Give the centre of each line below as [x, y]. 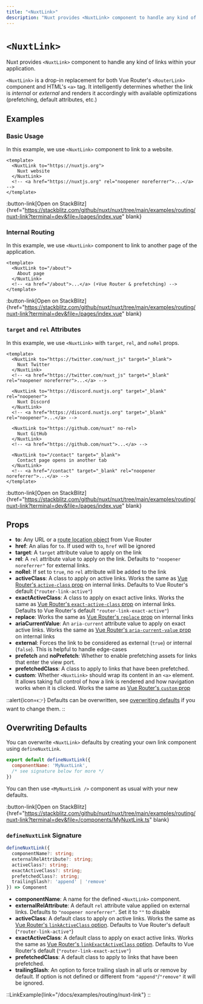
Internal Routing [30, 233]
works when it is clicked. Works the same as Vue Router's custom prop [103, 688]
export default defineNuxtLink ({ [48, 760]
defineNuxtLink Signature [44, 835]
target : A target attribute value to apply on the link [78, 552]
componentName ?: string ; [43, 854]
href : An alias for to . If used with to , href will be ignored [85, 546]
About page [31, 274]
